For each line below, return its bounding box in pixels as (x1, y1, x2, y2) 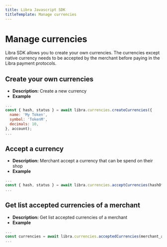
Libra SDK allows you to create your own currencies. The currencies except (5, 50, 160, 56)
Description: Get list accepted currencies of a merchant (12, 214, 128, 220)
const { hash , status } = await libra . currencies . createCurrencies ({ (5, 108, 153, 113)
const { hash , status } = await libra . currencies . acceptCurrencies (5, 183, 148, 188)
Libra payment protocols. (5, 60, 57, 66)
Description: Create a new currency (12, 88, 87, 94)
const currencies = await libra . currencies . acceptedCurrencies (5, 234, 139, 239)
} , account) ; (5, 126, 32, 131)
